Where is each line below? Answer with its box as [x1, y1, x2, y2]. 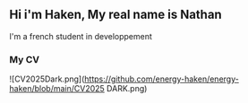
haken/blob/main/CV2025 [9, 83, 105, 94]
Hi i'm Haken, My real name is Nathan [9, 7, 222, 22]
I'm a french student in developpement [9, 30, 152, 41]
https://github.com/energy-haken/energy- [84, 73, 239, 84]
